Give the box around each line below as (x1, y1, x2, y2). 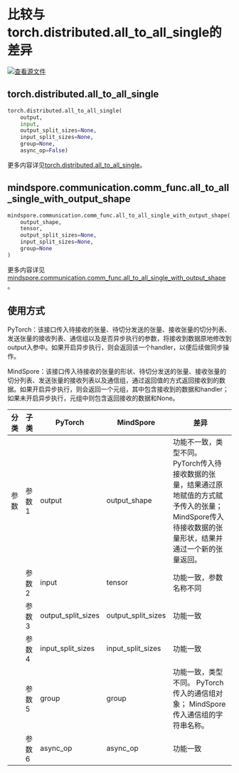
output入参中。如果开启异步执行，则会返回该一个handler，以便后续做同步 (7, 343, 223, 352)
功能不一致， (173, 436, 216, 446)
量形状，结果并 (173, 533, 223, 543)
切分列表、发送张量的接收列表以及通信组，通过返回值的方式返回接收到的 (7, 376, 219, 384)
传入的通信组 (173, 688, 216, 698)
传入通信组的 (173, 710, 216, 720)
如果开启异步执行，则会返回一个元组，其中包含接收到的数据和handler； (19, 384, 229, 393)
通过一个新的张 (173, 543, 223, 553)
